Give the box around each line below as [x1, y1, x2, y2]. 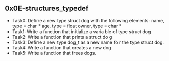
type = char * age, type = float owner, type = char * [12, 23, 122, 29]
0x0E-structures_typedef [5, 4, 89, 13]
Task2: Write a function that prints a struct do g [12, 34, 112, 40]
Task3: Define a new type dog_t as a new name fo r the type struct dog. [12, 39, 164, 45]
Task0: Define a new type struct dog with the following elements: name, [12, 17, 165, 23]
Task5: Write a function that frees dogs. [12, 50, 96, 56]
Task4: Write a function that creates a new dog [12, 44, 111, 50]
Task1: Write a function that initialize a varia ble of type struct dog [12, 28, 151, 35]
